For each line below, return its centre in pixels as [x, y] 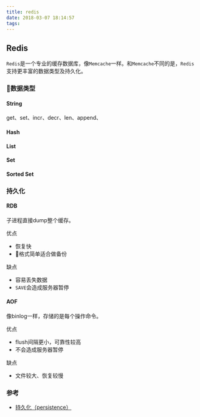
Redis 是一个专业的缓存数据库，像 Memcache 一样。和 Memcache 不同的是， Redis [100, 63]
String [14, 103]
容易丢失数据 [31, 280]
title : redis [23, 12]
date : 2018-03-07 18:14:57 [40, 18]
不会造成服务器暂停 [39, 350]
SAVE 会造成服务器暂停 [42, 287]
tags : [13, 23]
